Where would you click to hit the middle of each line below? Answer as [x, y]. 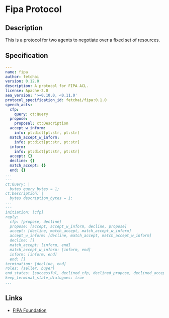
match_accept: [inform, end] [40, 245]
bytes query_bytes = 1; [34, 189]
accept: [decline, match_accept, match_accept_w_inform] [71, 231]
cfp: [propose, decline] [36, 222]
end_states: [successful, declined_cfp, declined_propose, [68, 273]
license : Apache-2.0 [27, 91]
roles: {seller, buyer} [30, 268]
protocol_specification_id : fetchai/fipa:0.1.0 [56, 100]
